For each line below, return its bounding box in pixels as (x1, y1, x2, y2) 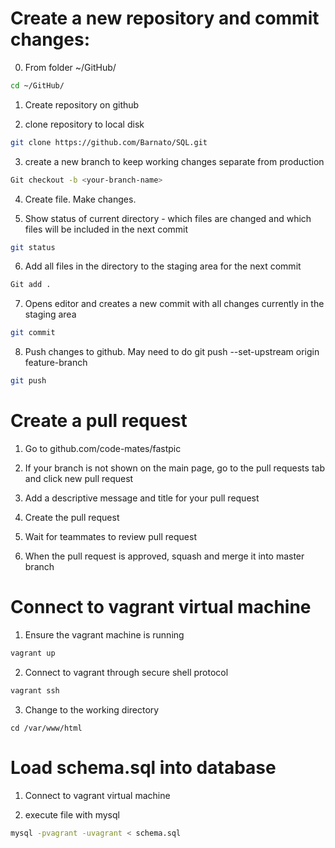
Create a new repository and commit (10, 7, 320, 30)
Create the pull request (24, 512, 120, 523)
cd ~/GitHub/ (10, 80, 65, 91)
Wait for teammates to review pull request (24, 531, 197, 542)
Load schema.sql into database (10, 756, 277, 779)
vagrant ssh (10, 685, 60, 696)
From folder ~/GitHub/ (24, 61, 117, 73)
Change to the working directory (24, 703, 160, 716)
